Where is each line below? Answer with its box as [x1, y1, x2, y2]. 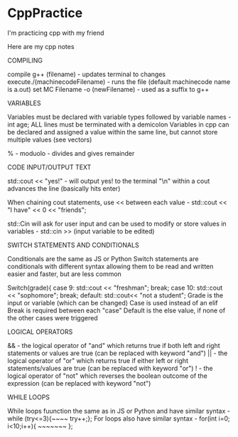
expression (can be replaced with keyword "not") [7, 379, 151, 387]
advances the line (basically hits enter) [7, 184, 121, 193]
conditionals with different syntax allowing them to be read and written [7, 262, 214, 270]
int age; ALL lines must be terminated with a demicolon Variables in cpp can [7, 120, 229, 129]
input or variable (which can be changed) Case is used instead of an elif [7, 298, 218, 307]
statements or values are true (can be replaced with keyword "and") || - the [7, 349, 228, 357]
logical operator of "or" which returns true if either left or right [7, 356, 188, 364]
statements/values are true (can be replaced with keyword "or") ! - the [7, 364, 213, 372]
